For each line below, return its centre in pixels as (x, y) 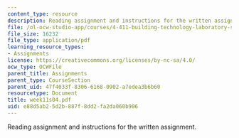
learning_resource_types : (46, 47)
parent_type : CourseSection (49, 80)
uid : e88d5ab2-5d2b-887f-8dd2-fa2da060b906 (73, 107)
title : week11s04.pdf (39, 100)
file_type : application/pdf (49, 41)
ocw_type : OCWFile (34, 67)
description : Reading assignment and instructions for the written (110, 21)
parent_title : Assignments (47, 73)
